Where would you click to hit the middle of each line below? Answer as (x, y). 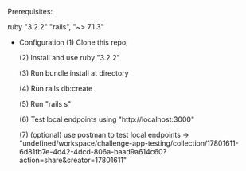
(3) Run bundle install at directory (74, 73)
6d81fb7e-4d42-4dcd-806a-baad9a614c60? (93, 152)
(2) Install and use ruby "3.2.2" (69, 58)
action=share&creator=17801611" (73, 160)
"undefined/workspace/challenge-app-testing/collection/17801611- (129, 143)
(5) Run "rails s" (45, 104)
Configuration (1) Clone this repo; (74, 42)
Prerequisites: (30, 12)
